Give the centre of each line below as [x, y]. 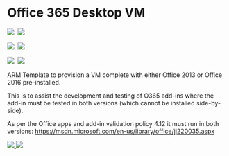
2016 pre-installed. [34, 82]
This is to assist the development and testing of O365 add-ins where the [110, 96]
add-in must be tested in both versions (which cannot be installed [101, 103]
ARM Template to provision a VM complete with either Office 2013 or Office [115, 75]
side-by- [209, 103]
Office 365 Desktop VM [76, 13]
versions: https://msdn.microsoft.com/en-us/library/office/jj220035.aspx [111, 131]
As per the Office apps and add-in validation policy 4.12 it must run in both [113, 123]
